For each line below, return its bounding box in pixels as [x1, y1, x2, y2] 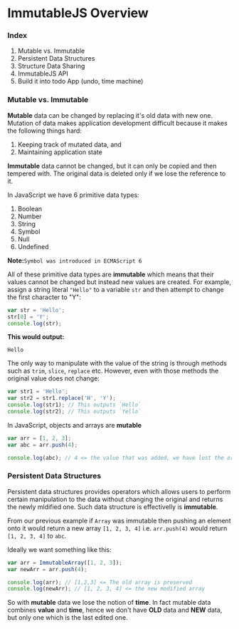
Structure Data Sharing [17, 62, 85, 71]
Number [17, 212, 42, 221]
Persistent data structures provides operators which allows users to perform [7, 487, 231, 495]
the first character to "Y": [7, 293, 82, 301]
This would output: [7, 333, 65, 341]
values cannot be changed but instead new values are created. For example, [7, 277, 231, 286]
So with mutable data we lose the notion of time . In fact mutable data [7, 598, 211, 607]
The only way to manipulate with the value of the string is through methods [7, 359, 228, 368]
